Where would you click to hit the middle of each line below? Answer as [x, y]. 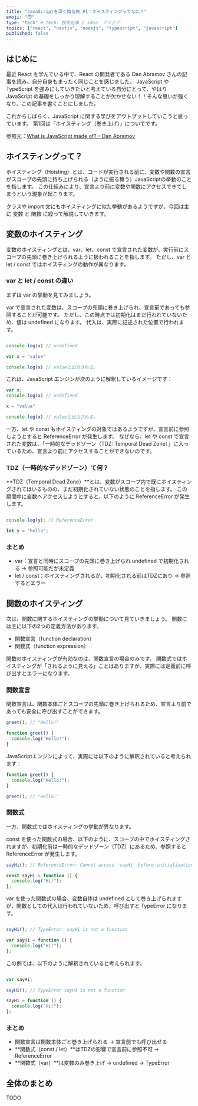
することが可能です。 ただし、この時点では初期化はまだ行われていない [97, 315]
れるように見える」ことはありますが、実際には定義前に [119, 666]
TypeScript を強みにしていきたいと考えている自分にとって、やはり [87, 88]
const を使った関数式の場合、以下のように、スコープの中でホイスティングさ [98, 839]
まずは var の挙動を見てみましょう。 [50, 295]
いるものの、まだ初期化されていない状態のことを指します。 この [109, 489]
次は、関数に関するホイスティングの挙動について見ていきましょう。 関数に [97, 619]
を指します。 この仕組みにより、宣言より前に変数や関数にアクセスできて [94, 186]
